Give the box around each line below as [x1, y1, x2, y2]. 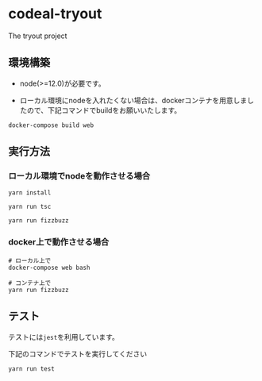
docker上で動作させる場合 [8, 237, 110, 248]
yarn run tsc [8, 203, 52, 211]
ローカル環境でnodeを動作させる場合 [8, 171, 151, 182]
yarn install [8, 189, 52, 197]
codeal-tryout [8, 5, 102, 23]
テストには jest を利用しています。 [8, 332, 119, 341]
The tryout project [8, 31, 67, 40]
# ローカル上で [8, 256, 52, 264]
